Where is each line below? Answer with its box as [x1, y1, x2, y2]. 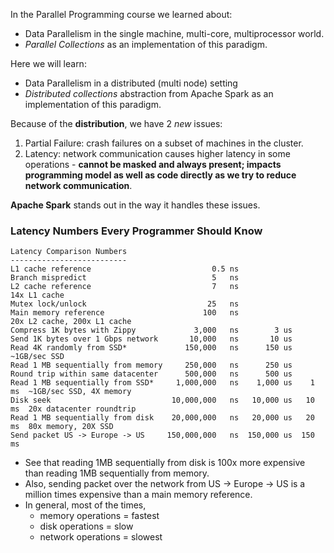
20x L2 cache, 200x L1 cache [10, 317, 132, 327]
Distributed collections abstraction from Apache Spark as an [24, 88, 274, 99]
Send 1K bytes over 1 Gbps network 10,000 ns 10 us [10, 334, 293, 344]
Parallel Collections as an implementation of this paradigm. [24, 39, 268, 50]
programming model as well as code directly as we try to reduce [24, 169, 297, 181]
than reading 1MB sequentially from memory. [24, 467, 210, 479]
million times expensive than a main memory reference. [24, 489, 253, 501]
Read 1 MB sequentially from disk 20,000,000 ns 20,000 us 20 [10, 413, 315, 423]
